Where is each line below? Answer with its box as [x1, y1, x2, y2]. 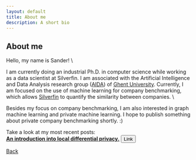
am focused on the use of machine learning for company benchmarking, [6, 87, 182, 94]
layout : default [6, 8, 46, 15]
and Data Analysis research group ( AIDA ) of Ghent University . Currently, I [6, 81, 184, 88]
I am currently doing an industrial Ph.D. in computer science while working [6, 68, 187, 75]
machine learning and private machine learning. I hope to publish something [6, 111, 191, 118]
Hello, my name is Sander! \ [6, 57, 73, 64]
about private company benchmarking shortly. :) [6, 117, 124, 124]
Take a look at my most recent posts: [6, 129, 96, 136]
